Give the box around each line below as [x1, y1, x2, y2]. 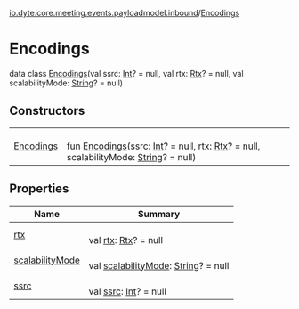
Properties [9, 182, 69, 197]
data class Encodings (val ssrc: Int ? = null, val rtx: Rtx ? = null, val [9, 68, 244, 78]
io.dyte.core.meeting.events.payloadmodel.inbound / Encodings [9, 8, 240, 18]
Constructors [9, 103, 85, 118]
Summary [137, 207, 181, 220]
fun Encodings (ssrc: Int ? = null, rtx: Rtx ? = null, [66, 140, 261, 152]
